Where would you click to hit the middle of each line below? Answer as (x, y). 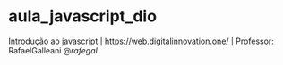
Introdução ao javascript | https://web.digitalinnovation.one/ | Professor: (141, 41)
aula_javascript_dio (83, 16)
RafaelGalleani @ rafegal (53, 50)
